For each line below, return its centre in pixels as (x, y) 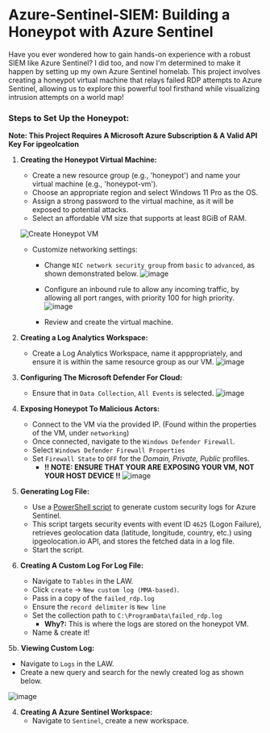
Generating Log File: (55, 491)
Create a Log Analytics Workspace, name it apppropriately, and (137, 353)
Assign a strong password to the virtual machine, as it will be (133, 201)
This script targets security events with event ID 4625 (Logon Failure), (147, 524)
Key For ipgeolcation (44, 144)
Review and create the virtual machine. (109, 322)
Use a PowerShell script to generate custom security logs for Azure (144, 507)
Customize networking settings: (85, 250)
